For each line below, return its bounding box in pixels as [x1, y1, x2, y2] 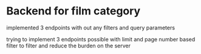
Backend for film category [6, 4, 141, 18]
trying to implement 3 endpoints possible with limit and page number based [6, 35, 196, 43]
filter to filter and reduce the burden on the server [6, 42, 131, 49]
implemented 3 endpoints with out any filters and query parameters [6, 24, 175, 31]
